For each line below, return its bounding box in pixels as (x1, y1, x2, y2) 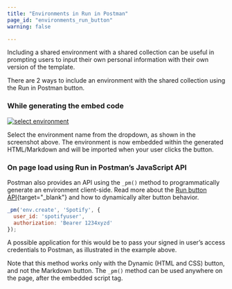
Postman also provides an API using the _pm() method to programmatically (7, 178, 220, 186)
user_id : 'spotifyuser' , (13, 213, 85, 220)
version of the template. (7, 63, 75, 72)
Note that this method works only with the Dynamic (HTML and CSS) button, (7, 259, 225, 267)
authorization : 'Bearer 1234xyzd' (13, 220, 113, 226)
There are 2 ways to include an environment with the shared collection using (7, 76, 226, 85)
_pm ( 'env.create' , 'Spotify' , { (7, 206, 100, 213)
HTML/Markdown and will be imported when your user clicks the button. (7, 145, 214, 154)
